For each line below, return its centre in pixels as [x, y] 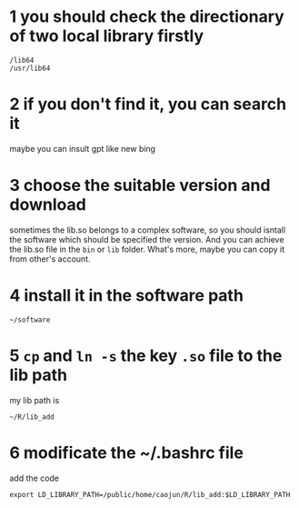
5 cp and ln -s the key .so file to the [146, 355]
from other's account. [50, 259]
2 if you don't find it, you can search [148, 104]
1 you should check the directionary [147, 17]
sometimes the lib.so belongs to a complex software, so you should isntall [148, 230]
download [48, 205]
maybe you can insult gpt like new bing [83, 148]
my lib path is [35, 400]
